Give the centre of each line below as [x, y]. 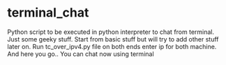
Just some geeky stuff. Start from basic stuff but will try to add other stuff [113, 39]
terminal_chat [48, 13]
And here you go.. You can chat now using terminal [81, 54]
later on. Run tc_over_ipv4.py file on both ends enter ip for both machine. [112, 46]
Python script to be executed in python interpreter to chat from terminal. [111, 32]
